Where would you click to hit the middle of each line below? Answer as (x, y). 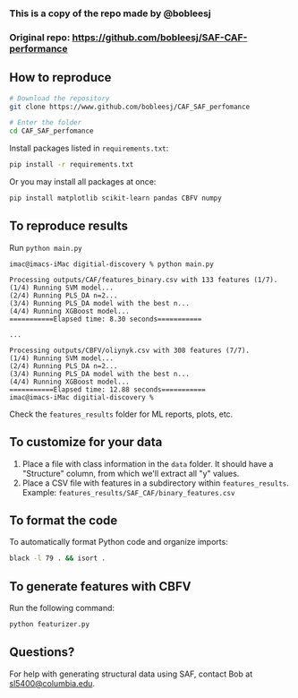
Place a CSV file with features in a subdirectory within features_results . (155, 483)
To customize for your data (86, 442)
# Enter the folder (46, 123)
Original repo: (40, 37)
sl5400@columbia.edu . (52, 683)
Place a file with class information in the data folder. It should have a (148, 463)
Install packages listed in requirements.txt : (89, 148)
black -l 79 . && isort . (57, 558)
